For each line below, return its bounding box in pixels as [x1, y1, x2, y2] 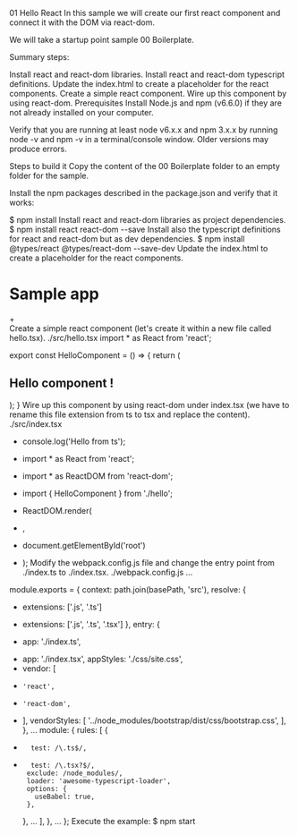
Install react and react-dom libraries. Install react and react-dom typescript [9, 69, 285, 80]
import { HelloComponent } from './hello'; [21, 488, 173, 498]
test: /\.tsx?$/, [30, 761, 96, 770]
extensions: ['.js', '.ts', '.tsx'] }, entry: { [21, 618, 161, 629]
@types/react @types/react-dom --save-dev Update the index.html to [9, 243, 268, 253]
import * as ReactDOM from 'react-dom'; [21, 470, 174, 481]
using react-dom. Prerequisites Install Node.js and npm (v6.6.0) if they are [9, 98, 282, 108]
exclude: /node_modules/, [26, 769, 123, 778]
